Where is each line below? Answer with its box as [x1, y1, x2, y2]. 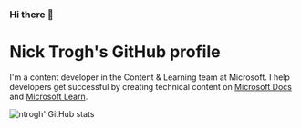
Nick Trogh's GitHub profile [9, 42, 221, 63]
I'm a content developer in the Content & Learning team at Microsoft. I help [9, 72, 290, 83]
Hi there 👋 [9, 8, 55, 21]
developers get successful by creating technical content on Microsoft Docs [9, 81, 292, 92]
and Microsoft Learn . [9, 91, 88, 102]
